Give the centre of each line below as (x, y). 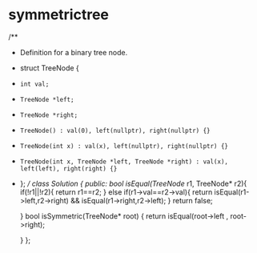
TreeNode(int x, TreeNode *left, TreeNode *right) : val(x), (124, 162)
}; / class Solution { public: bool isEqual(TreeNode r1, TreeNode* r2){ (133, 183)
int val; (34, 84)
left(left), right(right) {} (68, 169)
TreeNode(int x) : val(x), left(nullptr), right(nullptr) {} (124, 146)
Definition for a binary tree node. (74, 52)
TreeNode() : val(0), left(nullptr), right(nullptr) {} (115, 131)
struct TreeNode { (50, 68)
